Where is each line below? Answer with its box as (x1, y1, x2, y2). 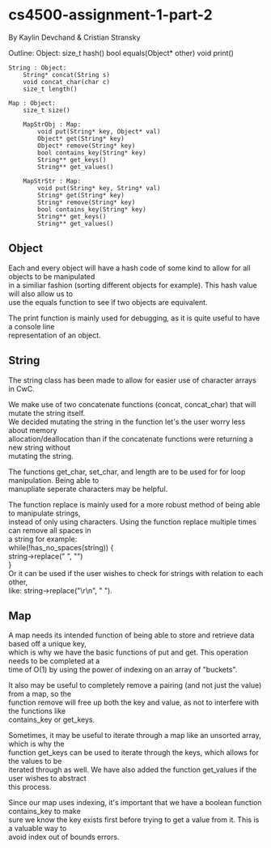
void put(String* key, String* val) (37, 184, 161, 192)
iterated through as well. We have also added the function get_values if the (8, 765, 257, 774)
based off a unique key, (8, 639, 87, 649)
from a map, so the (8, 689, 72, 699)
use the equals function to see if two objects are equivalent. (8, 297, 208, 307)
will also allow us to (8, 289, 74, 299)
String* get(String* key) (37, 191, 125, 199)
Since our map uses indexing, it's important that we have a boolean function (8, 798, 262, 808)
